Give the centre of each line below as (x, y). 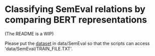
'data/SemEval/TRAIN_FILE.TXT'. (39, 48)
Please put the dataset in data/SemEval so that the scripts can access (77, 43)
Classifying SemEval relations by (75, 9)
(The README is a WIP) (29, 33)
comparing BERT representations (76, 20)
